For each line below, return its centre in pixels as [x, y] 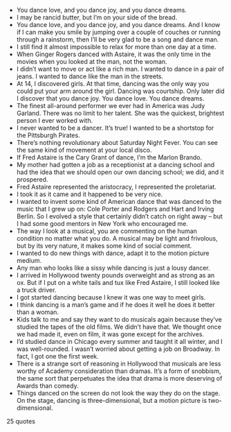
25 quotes [21, 421]
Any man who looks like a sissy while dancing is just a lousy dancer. [113, 268]
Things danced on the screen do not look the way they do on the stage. [118, 393]
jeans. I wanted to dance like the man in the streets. [90, 76]
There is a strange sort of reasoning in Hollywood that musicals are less [119, 364]
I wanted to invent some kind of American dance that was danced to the [119, 201]
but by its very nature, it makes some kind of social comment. [104, 246]
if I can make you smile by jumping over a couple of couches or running [118, 32]
